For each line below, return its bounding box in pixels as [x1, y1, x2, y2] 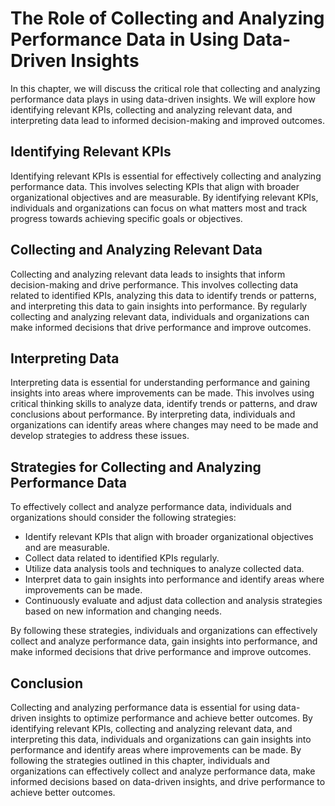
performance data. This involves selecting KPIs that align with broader [10, 180, 300, 192]
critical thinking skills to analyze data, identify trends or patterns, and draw [10, 398, 318, 410]
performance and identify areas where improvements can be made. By [10, 744, 302, 756]
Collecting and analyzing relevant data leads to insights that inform [10, 268, 286, 280]
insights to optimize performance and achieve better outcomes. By [38, 712, 313, 724]
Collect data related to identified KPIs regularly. [24, 552, 220, 564]
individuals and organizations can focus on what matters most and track [10, 202, 308, 214]
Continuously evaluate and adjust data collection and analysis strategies [24, 595, 323, 607]
